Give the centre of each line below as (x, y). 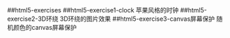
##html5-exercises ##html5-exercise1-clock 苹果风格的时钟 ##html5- (107, 10)
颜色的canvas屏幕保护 (45, 27)
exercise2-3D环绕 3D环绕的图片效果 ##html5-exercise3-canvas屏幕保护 (111, 19)
